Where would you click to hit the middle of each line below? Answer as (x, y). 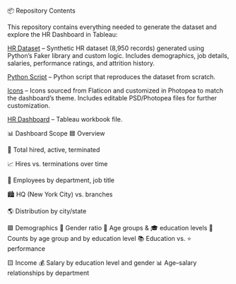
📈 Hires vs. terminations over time (58, 164)
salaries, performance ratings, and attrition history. (81, 63)
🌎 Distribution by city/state (47, 211)
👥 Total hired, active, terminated (54, 150)
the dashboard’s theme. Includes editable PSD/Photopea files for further (112, 98)
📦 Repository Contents (41, 11)
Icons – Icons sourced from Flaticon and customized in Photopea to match (116, 90)
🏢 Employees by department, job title (61, 180)
